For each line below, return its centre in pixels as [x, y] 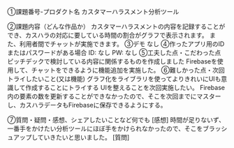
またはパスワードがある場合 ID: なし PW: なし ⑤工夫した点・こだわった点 [114, 53]
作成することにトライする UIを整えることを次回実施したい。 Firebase [125, 88]
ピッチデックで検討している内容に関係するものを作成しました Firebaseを [112, 61]
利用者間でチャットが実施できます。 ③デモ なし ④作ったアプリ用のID [122, 44]
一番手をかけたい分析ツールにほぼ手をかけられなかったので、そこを [105, 128]
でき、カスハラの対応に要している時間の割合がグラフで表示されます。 [108, 35]
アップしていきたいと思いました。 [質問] [71, 137]
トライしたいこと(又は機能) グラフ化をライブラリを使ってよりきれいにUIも [114, 79]
